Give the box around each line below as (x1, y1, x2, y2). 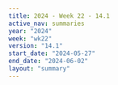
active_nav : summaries (8, 19, 85, 28)
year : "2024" (8, 27, 53, 35)
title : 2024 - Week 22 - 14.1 (8, 11, 111, 20)
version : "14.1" (8, 42, 63, 50)
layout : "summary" (8, 65, 70, 73)
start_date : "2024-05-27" (8, 49, 95, 57)
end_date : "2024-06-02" (8, 57, 89, 66)
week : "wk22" (8, 34, 53, 43)
